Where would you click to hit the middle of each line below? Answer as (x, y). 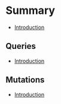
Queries (21, 46)
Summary (30, 11)
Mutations (25, 80)
